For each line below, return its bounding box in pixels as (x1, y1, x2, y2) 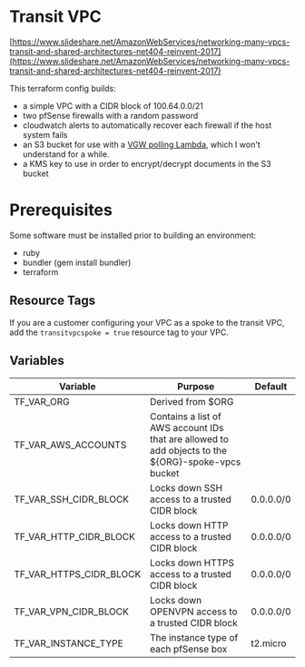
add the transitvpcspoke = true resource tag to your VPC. (9, 327, 229, 338)
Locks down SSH (149, 481, 223, 494)
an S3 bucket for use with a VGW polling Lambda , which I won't (22, 139, 261, 150)
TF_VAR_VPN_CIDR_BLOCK (14, 605, 129, 618)
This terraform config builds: (9, 83, 116, 93)
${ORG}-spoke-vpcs (149, 456, 241, 468)
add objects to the (149, 444, 227, 456)
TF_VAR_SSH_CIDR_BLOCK (14, 493, 130, 505)
